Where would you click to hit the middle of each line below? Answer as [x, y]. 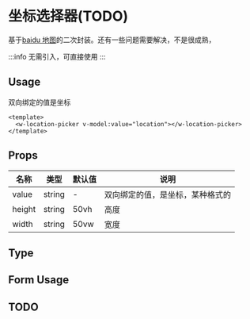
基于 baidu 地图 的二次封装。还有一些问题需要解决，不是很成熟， [112, 40]
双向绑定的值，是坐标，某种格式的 [168, 194]
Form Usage [39, 280]
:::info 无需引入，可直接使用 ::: [57, 56]
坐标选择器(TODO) [68, 16]
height [24, 209]
